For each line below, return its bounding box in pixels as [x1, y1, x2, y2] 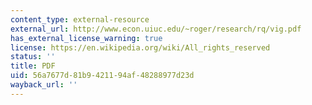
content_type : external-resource [10, 14, 150, 25]
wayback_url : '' [10, 80, 78, 90]
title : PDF [10, 61, 56, 71]
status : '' [10, 52, 56, 62]
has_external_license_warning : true [10, 33, 163, 43]
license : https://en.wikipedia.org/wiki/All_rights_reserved [10, 42, 271, 53]
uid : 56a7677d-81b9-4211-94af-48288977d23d [10, 71, 195, 81]
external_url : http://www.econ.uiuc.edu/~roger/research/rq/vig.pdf [10, 24, 302, 34]
